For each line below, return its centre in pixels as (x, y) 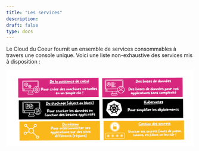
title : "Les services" (34, 12)
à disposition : (23, 62)
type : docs (20, 32)
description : (22, 19)
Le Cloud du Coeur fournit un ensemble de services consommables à (91, 49)
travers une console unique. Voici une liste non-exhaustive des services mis (99, 55)
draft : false (22, 25)
